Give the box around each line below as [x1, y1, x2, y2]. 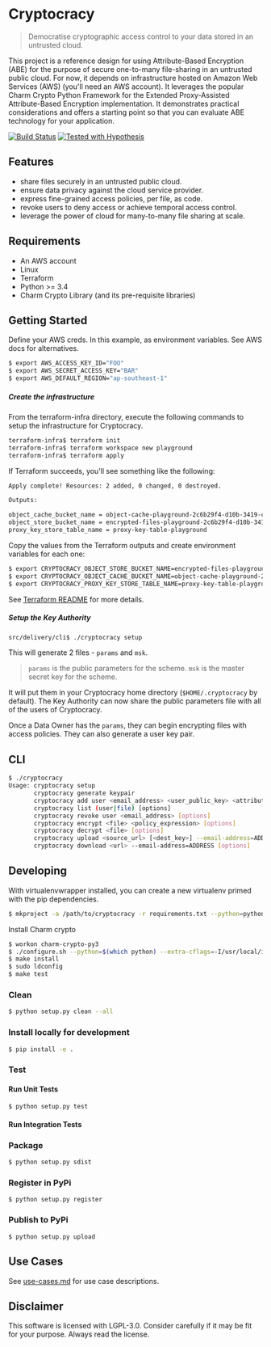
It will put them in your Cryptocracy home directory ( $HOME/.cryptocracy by [8, 688, 258, 698]
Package [8, 1139, 44, 1151]
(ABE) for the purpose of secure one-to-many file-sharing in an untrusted [8, 64, 252, 74]
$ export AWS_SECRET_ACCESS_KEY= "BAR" [8, 367, 139, 375]
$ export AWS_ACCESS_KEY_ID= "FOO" [8, 359, 125, 368]
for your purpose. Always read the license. [8, 1329, 150, 1339]
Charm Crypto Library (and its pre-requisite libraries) [19, 290, 196, 300]
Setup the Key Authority [8, 613, 91, 623]
